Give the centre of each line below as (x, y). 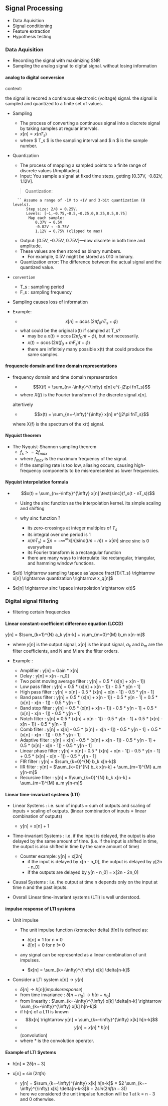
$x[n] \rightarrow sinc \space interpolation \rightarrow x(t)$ (74, 588)
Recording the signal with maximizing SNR (56, 60)
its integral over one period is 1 (59, 534)
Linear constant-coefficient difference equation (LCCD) (64, 624)
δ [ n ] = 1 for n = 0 (45, 939)
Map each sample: (46, 218)
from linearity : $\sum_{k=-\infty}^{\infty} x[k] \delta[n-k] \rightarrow (91, 1001)
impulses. (30, 960)
